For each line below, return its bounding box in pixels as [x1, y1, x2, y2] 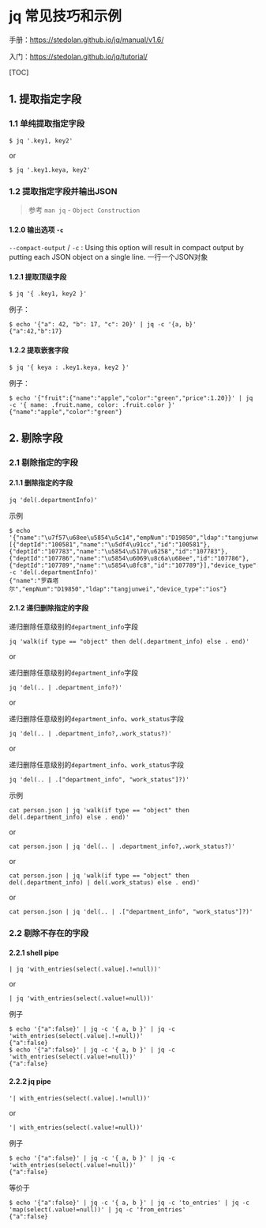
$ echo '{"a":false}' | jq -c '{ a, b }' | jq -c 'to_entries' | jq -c [9, 1199, 249, 1207]
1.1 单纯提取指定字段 [9, 118, 85, 129]
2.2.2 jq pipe [9, 1076, 51, 1085]
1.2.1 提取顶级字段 [9, 272, 67, 281]
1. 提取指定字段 [9, 93, 82, 106]
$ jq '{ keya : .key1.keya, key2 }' [9, 363, 129, 371]
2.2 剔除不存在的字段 [9, 928, 89, 939]
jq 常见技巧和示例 [9, 7, 122, 25]
